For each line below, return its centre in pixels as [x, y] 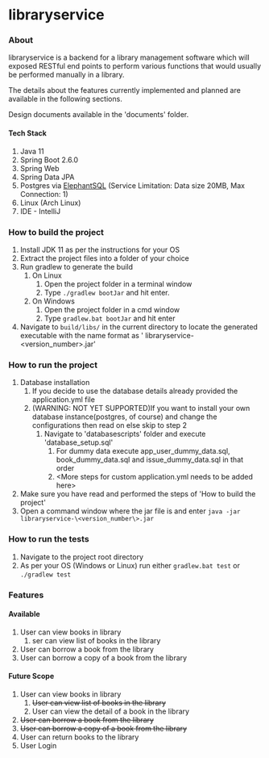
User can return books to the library [79, 737]
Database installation [55, 383]
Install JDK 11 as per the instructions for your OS [99, 249]
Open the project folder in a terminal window [118, 283]
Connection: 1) [44, 194]
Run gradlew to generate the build [77, 266]
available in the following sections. [65, 99]
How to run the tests [49, 539]
